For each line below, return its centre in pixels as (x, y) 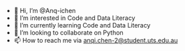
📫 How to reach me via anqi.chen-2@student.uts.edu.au (96, 40)
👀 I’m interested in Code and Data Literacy (74, 18)
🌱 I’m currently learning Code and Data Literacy (82, 25)
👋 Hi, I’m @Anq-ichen (45, 11)
